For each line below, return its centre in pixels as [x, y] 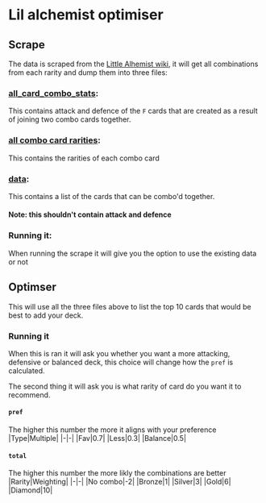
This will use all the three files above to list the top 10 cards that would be [130, 306]
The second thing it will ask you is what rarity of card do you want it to [125, 386]
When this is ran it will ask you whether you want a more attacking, [119, 353]
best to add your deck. [46, 315]
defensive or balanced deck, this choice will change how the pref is [121, 362]
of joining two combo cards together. [70, 119]
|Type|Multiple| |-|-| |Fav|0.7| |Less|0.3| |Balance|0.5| [98, 439]
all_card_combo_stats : [54, 93]
